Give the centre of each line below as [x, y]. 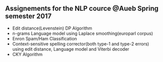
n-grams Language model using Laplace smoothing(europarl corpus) [82, 33]
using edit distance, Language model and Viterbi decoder [71, 49]
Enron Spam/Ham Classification [45, 38]
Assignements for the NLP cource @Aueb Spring [82, 9]
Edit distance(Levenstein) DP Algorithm [52, 28]
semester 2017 [28, 16]
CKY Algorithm [27, 54]
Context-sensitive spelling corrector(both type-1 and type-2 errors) [81, 44]
